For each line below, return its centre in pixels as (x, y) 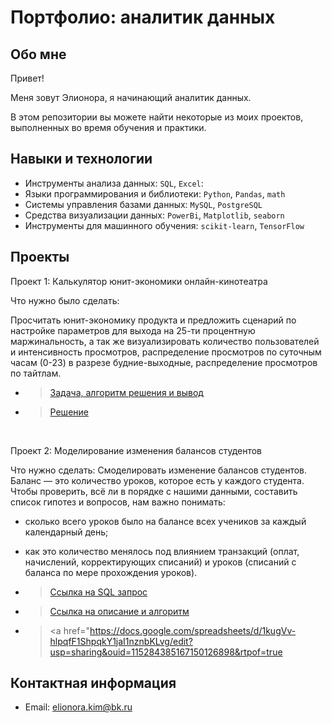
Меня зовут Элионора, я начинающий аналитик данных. (131, 97)
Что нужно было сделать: (65, 300)
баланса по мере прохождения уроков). (111, 572)
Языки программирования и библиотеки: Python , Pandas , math (155, 193)
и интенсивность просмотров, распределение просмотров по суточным (166, 352)
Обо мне (38, 54)
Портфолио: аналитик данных (143, 17)
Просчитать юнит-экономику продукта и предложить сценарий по (153, 320)
